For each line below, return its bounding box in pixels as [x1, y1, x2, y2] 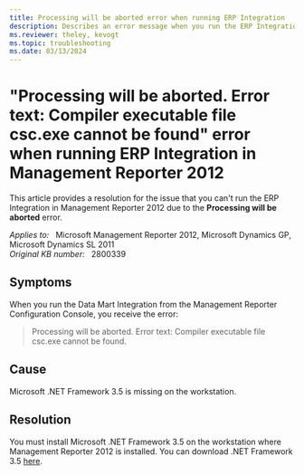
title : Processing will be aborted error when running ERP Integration [9, 13, 285, 23]
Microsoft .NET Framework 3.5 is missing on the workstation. [9, 385, 237, 396]
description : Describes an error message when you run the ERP [9, 22, 253, 31]
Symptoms [9, 275, 72, 290]
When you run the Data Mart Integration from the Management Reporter [9, 299, 278, 309]
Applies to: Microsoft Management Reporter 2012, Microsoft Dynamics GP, [9, 230, 292, 241]
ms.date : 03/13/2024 [9, 47, 88, 56]
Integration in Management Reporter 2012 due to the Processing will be [9, 203, 278, 214]
